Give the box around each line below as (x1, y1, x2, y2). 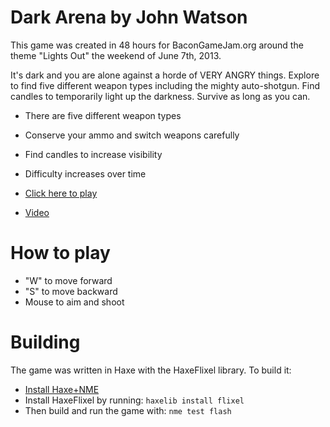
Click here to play (24, 187, 98, 199)
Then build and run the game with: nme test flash (24, 404, 232, 416)
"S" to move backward (24, 285, 118, 297)
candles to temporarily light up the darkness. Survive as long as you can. (10, 90, 311, 102)
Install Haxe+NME (24, 383, 100, 395)
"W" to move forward (24, 274, 113, 286)
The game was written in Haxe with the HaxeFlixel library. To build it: (10, 364, 292, 376)
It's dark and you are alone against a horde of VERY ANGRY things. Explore (10, 69, 320, 81)
